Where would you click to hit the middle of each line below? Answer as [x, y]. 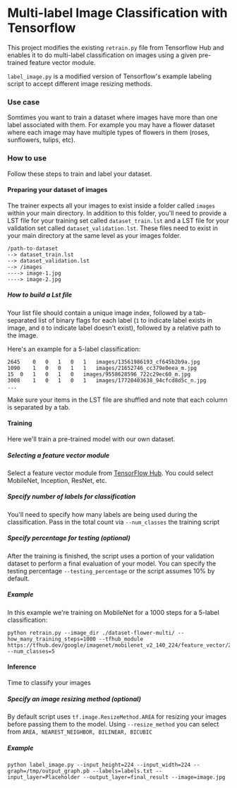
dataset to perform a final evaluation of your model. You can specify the [112, 563]
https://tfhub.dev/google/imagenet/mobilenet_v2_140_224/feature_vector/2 [120, 645]
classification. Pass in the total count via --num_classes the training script [114, 522]
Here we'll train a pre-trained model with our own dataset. [91, 438]
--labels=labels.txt [123, 771]
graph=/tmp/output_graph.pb [49, 771]
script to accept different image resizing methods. [80, 83]
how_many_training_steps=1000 [52, 639]
